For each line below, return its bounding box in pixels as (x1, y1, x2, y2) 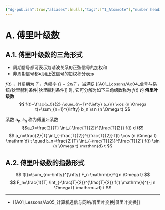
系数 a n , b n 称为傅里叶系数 (5, 116, 58, 124)
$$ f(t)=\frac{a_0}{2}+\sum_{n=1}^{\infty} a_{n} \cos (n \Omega (19, 101, 147, 107)
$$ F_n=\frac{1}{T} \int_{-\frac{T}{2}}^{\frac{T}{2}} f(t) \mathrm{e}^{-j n (10, 179, 156, 186)
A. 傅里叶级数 (5, 30, 60, 41)
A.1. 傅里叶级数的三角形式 (5, 51, 83, 59)
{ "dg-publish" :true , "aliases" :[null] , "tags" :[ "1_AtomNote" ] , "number (5, 7, 148, 12)
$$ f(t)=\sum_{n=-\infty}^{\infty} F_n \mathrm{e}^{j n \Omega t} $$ (15, 172, 150, 178)
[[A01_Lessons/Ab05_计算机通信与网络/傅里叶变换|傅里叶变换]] (12, 199, 140, 205)
